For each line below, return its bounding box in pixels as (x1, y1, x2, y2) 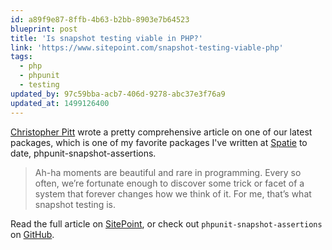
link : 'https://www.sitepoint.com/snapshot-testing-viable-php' (10, 42, 284, 53)
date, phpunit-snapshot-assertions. (10, 147, 157, 159)
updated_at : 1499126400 (10, 98, 110, 108)
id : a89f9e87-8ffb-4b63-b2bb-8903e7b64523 (10, 14, 190, 25)
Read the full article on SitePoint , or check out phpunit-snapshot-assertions (10, 217, 323, 230)
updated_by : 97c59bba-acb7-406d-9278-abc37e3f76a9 (10, 89, 226, 99)
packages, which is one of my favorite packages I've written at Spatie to (10, 136, 308, 148)
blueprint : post (10, 24, 78, 34)
